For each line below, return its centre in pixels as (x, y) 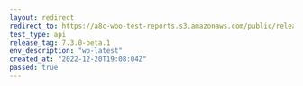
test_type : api (38, 34)
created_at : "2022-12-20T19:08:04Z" (78, 59)
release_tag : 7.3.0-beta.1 (60, 43)
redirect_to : (34, 26)
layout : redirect (42, 17)
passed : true (34, 68)
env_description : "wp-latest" (66, 51)
